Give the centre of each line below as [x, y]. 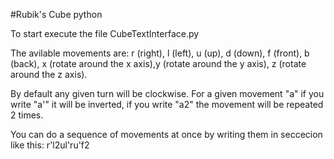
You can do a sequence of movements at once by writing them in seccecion [166, 134]
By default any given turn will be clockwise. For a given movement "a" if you [167, 93]
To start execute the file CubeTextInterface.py [105, 33]
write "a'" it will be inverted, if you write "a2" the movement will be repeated [167, 104]
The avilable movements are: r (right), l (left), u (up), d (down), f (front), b [160, 53]
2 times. [27, 115]
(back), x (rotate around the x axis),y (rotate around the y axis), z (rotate [158, 63]
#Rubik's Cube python [56, 14]
